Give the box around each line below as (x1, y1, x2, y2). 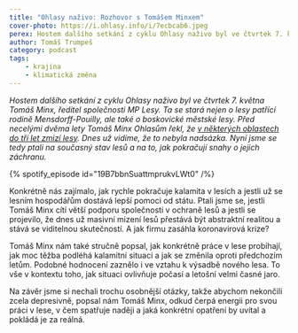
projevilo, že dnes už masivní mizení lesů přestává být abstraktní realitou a (9, 213, 281, 224)
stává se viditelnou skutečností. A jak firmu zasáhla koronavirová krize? (9, 223, 270, 234)
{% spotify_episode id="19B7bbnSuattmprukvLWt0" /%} (9, 168, 216, 179)
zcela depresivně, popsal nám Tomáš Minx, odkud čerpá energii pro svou (9, 295, 278, 306)
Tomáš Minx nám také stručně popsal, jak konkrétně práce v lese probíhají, (9, 240, 283, 251)
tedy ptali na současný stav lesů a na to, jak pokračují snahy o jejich (9, 142, 260, 152)
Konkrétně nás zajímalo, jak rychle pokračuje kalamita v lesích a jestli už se (9, 185, 284, 196)
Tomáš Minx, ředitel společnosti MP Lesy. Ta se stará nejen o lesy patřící (9, 104, 277, 115)
